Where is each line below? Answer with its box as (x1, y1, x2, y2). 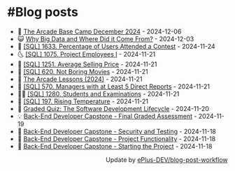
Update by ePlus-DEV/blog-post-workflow (106, 155, 228, 164)
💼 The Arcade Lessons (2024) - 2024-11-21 (17, 75, 143, 83)
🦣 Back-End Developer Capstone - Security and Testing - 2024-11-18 (17, 127, 217, 135)
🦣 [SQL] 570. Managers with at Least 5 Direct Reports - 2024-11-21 (17, 82, 210, 91)
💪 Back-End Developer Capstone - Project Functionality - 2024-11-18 (17, 134, 216, 143)
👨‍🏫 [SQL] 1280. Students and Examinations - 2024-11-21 (17, 89, 180, 98)
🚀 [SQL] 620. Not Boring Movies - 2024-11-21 (17, 67, 148, 75)
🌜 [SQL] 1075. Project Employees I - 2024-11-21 (17, 50, 156, 58)
